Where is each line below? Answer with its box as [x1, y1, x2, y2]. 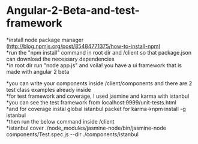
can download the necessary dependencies [6, 55, 115, 62]
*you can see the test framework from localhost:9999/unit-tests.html [6, 98, 177, 106]
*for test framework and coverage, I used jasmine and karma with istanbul [6, 92, 190, 100]
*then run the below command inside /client [6, 118, 115, 125]
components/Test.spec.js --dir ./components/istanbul [6, 130, 139, 138]
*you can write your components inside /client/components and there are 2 [6, 79, 193, 87]
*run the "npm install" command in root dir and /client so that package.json [6, 49, 192, 56]
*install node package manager [6, 36, 84, 43]
